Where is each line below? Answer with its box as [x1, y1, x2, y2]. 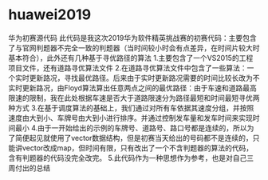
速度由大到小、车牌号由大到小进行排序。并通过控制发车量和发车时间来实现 [8, 113, 253, 122]
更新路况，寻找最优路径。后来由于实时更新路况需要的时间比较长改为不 [29, 73, 260, 82]
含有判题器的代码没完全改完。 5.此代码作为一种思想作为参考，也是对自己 [8, 153, 247, 162]
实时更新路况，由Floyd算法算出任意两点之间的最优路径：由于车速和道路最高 [8, 82, 257, 93]
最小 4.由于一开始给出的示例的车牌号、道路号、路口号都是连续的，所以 [14, 122, 247, 133]
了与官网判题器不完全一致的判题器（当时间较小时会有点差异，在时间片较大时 [8, 42, 260, 53]
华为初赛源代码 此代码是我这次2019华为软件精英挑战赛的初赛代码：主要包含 [8, 33, 257, 42]
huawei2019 [8, 6, 92, 24]
